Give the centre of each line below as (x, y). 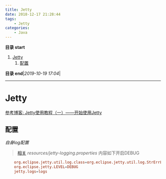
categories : (17, 28)
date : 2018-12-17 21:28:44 (33, 14)
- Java (21, 33)
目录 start (15, 47)
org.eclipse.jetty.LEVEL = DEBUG (46, 167)
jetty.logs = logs (31, 171)
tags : (11, 19)
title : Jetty (19, 10)
